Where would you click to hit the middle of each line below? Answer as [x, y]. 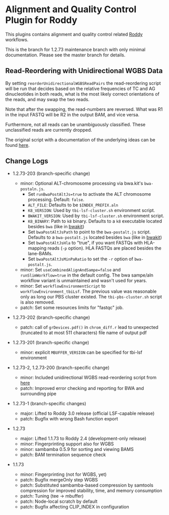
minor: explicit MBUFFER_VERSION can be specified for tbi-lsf [81, 352]
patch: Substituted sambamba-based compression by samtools [87, 485]
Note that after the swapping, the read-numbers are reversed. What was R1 [84, 109]
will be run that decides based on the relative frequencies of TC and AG [80, 88]
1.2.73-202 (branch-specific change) [51, 317]
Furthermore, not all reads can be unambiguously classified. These [76, 124]
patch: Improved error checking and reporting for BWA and [82, 388]
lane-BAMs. [40, 253]
